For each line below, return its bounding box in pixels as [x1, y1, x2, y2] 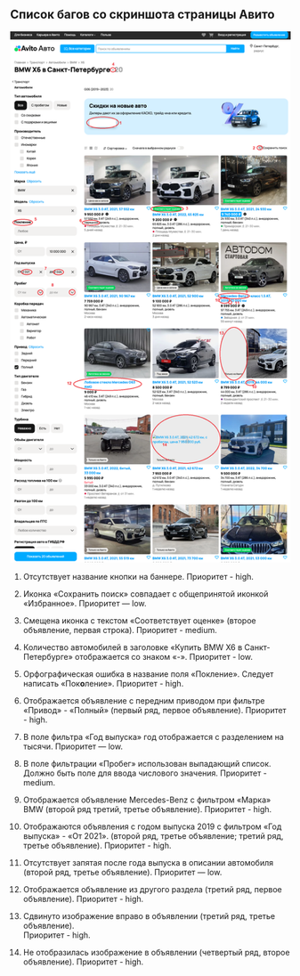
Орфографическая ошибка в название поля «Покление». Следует [22, 668, 274, 679]
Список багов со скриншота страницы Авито [10, 7, 275, 22]
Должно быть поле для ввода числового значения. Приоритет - [22, 768, 268, 778]
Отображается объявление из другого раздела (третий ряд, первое [22, 883, 283, 894]
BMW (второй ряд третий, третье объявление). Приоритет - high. [22, 803, 272, 814]
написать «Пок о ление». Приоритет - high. [22, 678, 184, 688]
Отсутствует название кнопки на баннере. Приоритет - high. [22, 571, 255, 582]
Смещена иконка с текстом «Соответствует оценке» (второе [22, 614, 256, 626]
